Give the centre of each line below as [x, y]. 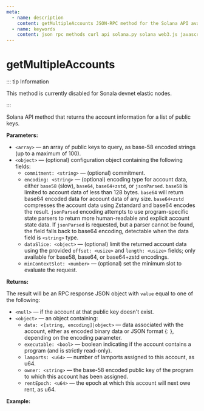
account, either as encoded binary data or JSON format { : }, [99, 331]
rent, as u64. [40, 390]
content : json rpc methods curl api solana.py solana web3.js [97, 35]
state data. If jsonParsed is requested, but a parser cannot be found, [109, 225]
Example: [19, 401]
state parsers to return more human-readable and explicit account [107, 218]
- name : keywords [34, 29]
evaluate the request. [51, 270]
